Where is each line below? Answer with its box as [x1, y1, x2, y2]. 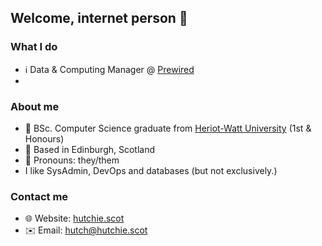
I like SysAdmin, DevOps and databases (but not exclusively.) [24, 164, 278, 176]
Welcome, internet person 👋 [10, 10, 188, 27]
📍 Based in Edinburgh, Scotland [24, 143, 156, 155]
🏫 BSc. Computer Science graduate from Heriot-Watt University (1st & [24, 122, 312, 134]
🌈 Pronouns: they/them [24, 154, 120, 166]
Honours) [24, 132, 65, 145]
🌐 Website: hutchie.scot [24, 212, 125, 225]
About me [10, 99, 60, 113]
